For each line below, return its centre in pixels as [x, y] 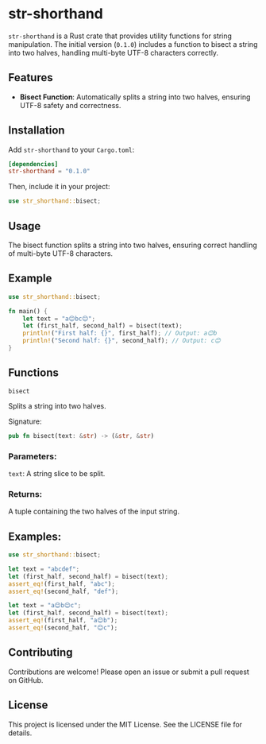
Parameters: [33, 456]
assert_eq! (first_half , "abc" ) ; [62, 584]
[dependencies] [33, 164]
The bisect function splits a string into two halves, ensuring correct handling [133, 245]
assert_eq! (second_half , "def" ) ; [64, 591]
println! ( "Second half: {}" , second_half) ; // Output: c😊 [121, 341]
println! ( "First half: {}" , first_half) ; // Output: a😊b [120, 333]
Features [31, 77]
